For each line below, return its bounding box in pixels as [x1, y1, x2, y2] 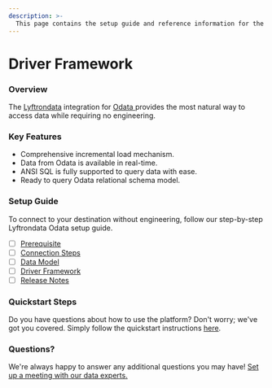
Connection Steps [20, 247, 81, 257]
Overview [8, 83, 48, 94]
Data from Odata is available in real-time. [20, 158, 158, 168]
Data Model [20, 257, 59, 267]
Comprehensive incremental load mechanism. [20, 150, 175, 159]
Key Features [8, 131, 63, 142]
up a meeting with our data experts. [8, 371, 128, 381]
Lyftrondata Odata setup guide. [8, 223, 113, 233]
